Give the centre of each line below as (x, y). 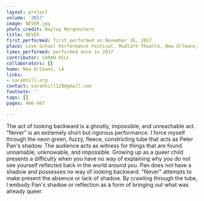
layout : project (27, 12)
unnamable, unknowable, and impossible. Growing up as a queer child (95, 152)
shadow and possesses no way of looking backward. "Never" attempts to (99, 172)
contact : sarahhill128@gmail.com (49, 86)
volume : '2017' (26, 18)
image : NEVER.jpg (28, 23)
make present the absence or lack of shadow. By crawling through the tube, (102, 178)
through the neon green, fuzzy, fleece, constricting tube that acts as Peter (100, 139)
